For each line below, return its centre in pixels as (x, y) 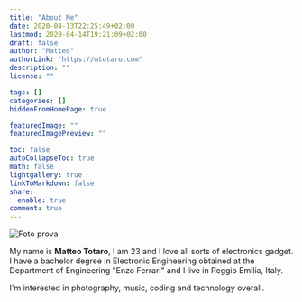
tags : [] (26, 92)
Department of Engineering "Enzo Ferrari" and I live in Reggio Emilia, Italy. (146, 271)
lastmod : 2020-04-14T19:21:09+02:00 (78, 34)
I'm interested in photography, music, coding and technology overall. (137, 288)
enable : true (42, 200)
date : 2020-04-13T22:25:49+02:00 (72, 26)
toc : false (30, 150)
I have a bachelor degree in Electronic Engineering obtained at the (132, 261)
